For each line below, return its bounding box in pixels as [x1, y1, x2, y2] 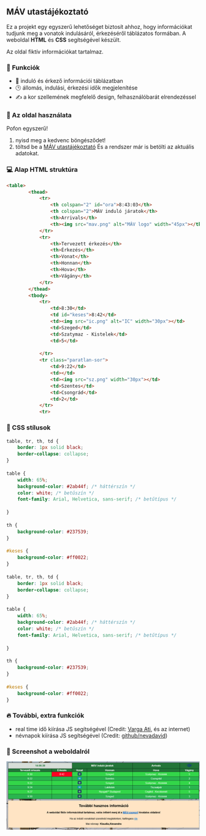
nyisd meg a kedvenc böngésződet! [15, 137, 106, 144]
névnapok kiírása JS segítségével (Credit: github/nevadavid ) [15, 732, 168, 739]
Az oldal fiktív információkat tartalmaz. [6, 48, 104, 55]
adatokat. [15, 150, 40, 157]
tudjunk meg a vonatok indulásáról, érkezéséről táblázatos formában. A [6, 29, 186, 37]
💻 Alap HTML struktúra [6, 166, 78, 174]
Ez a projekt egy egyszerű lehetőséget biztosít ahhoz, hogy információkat [6, 23, 193, 30]
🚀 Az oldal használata [6, 111, 72, 120]
